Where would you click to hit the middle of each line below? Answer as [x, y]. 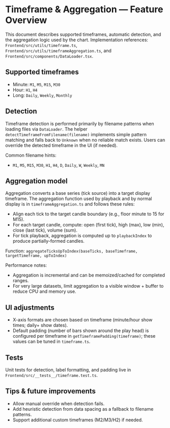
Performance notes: [26, 265]
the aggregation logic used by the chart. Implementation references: [77, 40]
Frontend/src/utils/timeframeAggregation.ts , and [59, 51]
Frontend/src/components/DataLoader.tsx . [49, 56]
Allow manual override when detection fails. [59, 404]
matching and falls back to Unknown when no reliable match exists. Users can [85, 140]
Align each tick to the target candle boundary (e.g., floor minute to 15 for [88, 214]
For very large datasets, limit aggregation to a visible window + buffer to [88, 286]
